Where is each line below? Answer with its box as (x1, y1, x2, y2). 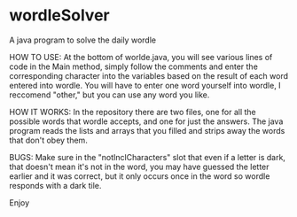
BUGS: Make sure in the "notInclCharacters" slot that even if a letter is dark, (9, 151, 286, 162)
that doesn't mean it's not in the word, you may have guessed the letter (9, 161, 270, 172)
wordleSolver (9, 5, 110, 26)
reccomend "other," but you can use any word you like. (9, 89, 210, 100)
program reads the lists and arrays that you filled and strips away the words (9, 125, 285, 136)
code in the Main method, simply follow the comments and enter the (9, 61, 259, 72)
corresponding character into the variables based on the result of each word (9, 70, 288, 81)
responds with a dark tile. (9, 180, 102, 190)
